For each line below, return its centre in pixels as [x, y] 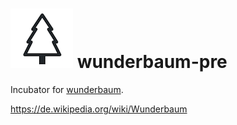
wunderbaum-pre [152, 62]
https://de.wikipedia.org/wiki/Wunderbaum [99, 109]
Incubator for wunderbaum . [67, 89]
